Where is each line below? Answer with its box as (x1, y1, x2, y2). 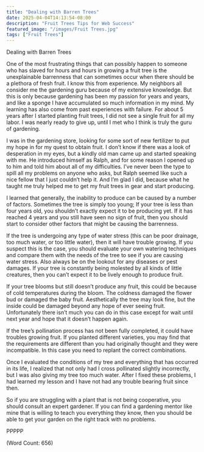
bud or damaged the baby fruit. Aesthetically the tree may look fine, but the (6, 296, 195, 303)
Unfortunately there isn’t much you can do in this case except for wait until (6, 309, 194, 316)
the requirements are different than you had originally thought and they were (6, 340, 199, 348)
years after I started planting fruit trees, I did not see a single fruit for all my (6, 112, 195, 120)
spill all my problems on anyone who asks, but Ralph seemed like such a (6, 169, 188, 177)
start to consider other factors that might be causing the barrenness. (6, 221, 178, 228)
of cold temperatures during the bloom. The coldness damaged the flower (6, 290, 192, 297)
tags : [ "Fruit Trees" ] (6, 32, 64, 38)
